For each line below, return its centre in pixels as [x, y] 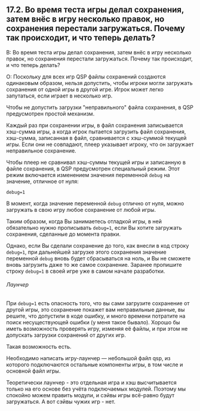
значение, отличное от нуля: [42, 181]
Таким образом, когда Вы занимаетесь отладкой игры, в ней [84, 221]
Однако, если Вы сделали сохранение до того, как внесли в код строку [98, 245]
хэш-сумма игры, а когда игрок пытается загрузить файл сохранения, [96, 132]
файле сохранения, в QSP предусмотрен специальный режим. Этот [93, 168]
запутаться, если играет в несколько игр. [59, 96]
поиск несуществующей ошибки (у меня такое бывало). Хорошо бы [93, 322]
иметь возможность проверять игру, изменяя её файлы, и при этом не [97, 329]
